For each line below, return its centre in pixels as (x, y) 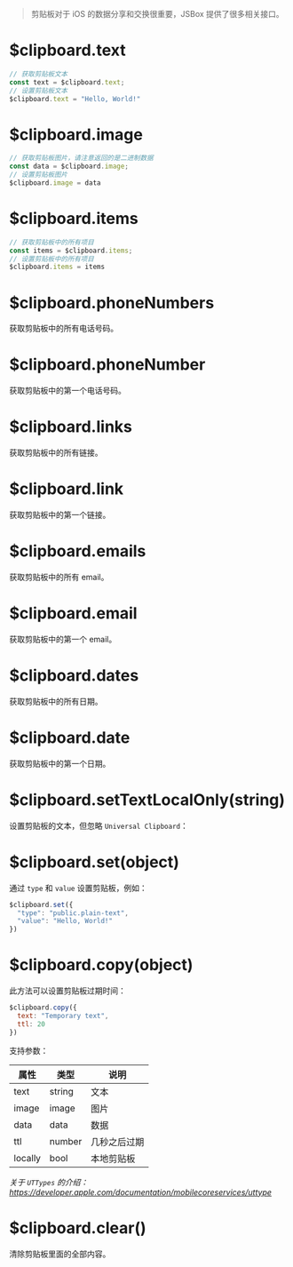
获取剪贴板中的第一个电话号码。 (67, 391)
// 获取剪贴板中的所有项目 (52, 242)
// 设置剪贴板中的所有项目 (52, 259)
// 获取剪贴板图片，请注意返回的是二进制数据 (81, 158)
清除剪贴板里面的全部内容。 (60, 1254)
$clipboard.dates (74, 676)
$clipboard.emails (78, 551)
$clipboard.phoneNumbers (112, 303)
